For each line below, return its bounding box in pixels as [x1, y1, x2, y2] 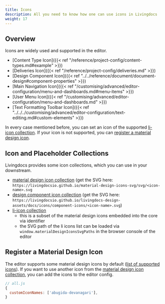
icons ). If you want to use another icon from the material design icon [5, 266, 144, 272]
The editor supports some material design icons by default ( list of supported [5, 261, 160, 267]
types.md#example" [12, 63, 54, 68]
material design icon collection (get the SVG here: [12, 177, 113, 183]
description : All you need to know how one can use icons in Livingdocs [5, 12, 158, 17]
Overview [5, 34, 36, 43]
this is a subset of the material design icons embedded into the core [19, 213, 158, 218]
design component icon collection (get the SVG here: [12, 192, 120, 198]
